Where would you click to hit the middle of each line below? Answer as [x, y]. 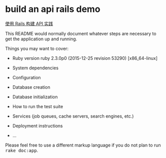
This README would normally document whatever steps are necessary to [81, 33]
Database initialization [35, 97]
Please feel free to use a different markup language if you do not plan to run [83, 145]
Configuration [26, 77]
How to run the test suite [38, 106]
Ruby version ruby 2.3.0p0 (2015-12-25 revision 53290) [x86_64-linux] [85, 58]
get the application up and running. [41, 39]
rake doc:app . [22, 150]
